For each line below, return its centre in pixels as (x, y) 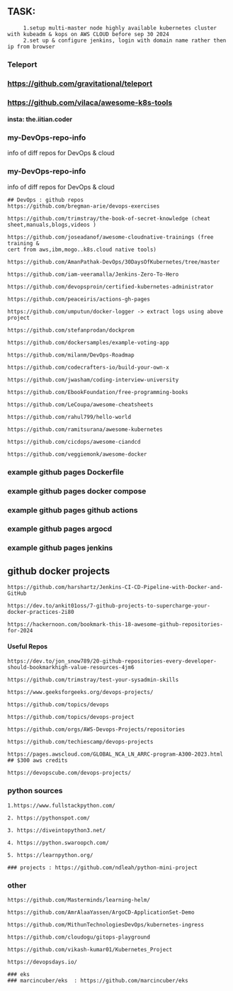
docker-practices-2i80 (41, 612)
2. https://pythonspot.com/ (49, 818)
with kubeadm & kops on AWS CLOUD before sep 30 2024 (89, 34)
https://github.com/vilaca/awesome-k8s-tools (90, 102)
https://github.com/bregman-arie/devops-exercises (84, 206)
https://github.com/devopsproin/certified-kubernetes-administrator (110, 286)
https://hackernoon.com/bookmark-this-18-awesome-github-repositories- (115, 625)
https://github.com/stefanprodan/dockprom (71, 330)
